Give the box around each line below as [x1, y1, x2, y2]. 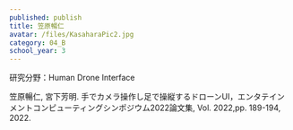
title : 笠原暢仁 [9, 22, 65, 30]
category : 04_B [9, 38, 66, 48]
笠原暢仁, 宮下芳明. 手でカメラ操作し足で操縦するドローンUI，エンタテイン [9, 91, 285, 102]
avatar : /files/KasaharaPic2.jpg [9, 30, 134, 39]
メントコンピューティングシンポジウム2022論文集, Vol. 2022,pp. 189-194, [9, 102, 281, 113]
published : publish [9, 13, 82, 22]
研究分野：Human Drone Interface [9, 73, 136, 83]
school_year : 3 [9, 47, 66, 56]
